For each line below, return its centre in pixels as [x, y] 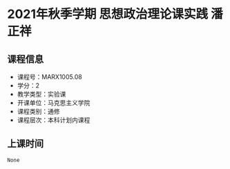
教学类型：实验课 [41, 94]
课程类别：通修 [38, 111]
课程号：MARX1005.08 [50, 77]
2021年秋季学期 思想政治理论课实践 [108, 14]
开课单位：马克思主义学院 [54, 103]
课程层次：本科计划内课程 [54, 120]
